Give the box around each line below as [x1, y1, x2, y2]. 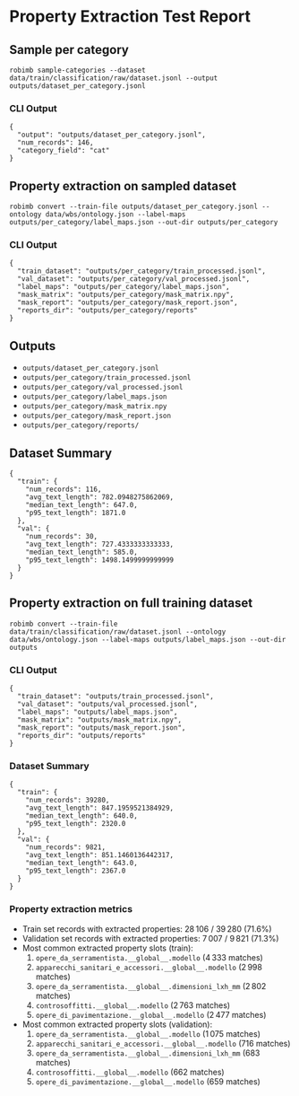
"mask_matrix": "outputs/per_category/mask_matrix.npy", [17, 290, 235, 300]
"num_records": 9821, [25, 843, 106, 852]
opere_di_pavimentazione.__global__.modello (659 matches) [35, 1075, 261, 1087]
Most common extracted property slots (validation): [21, 1019, 213, 1030]
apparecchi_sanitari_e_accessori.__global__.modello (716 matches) [35, 1038, 291, 1048]
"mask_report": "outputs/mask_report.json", [17, 723, 186, 732]
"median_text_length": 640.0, [25, 811, 139, 820]
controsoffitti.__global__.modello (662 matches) [35, 1066, 226, 1077]
